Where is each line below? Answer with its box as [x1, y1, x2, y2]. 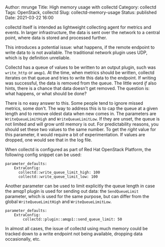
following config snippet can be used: [5, 152, 82, 158]
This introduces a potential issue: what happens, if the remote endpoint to [5, 44, 155, 50]
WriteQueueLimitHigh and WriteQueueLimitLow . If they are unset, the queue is [5, 116, 160, 122]
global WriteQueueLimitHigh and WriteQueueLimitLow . [5, 199, 112, 205]
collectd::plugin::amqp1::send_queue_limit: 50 [23, 217, 122, 222]
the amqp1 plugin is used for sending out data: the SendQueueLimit [5, 188, 139, 194]
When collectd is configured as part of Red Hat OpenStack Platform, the [5, 147, 151, 152]
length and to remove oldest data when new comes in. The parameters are [5, 111, 157, 117]
